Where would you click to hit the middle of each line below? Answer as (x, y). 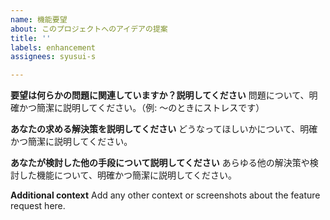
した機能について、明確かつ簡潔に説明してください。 (128, 175)
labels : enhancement (53, 47)
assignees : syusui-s (53, 57)
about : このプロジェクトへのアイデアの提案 (89, 29)
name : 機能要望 (39, 19)
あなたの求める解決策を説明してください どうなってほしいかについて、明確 (164, 129)
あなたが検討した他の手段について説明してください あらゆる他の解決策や (160, 163)
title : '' (31, 38)
